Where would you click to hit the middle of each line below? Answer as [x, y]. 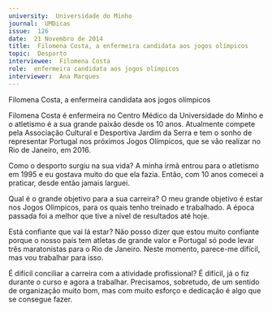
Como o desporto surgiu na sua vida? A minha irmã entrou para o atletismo [134, 165]
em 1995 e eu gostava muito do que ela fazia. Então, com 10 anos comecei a [136, 174]
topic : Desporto [38, 54]
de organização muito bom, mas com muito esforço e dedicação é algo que [135, 290]
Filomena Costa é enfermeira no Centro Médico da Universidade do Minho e [136, 115]
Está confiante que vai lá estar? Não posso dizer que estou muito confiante [134, 232]
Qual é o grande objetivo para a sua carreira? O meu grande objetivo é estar [136, 198]
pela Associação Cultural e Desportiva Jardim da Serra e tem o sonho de [130, 132]
